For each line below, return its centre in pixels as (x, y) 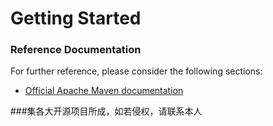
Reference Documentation (76, 50)
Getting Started (76, 18)
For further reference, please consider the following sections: (136, 71)
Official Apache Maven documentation (104, 91)
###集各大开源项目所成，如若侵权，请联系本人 (106, 111)
